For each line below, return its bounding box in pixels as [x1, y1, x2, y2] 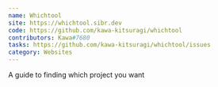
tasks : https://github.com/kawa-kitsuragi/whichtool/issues [8, 41, 212, 49]
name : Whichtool [8, 11, 62, 20]
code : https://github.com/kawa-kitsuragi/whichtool [8, 26, 182, 34]
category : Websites [8, 48, 73, 56]
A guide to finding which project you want [8, 70, 145, 79]
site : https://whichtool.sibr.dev [8, 19, 123, 27]
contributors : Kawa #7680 [8, 33, 90, 42]
